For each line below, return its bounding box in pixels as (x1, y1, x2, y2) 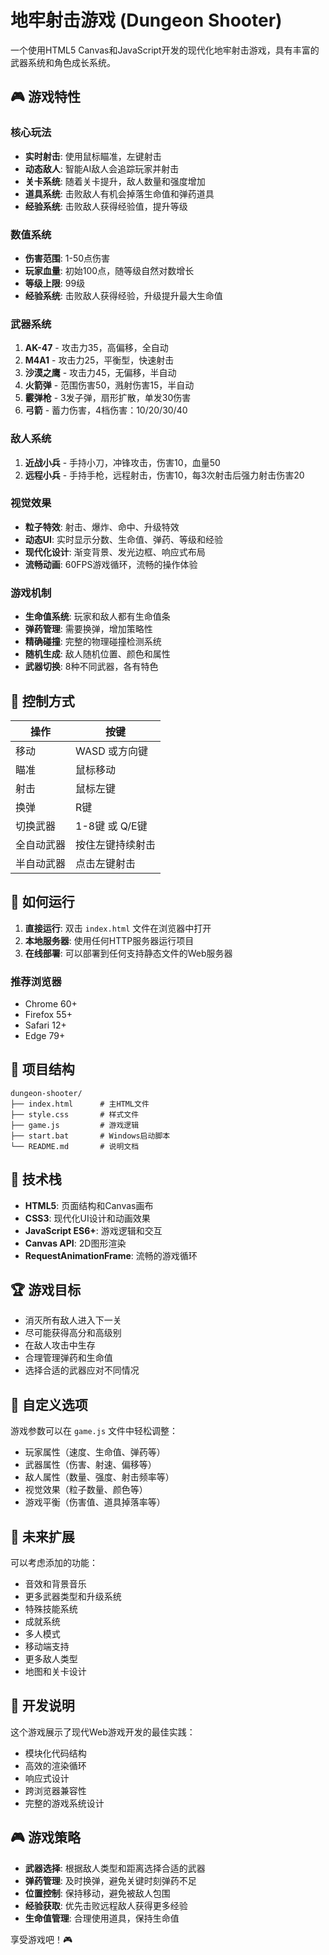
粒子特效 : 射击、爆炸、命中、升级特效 (24, 521, 180, 533)
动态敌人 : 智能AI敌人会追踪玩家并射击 (24, 162, 180, 175)
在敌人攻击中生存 (24, 1339, 96, 1351)
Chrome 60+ (24, 998, 78, 1010)
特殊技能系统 (24, 1603, 78, 1615)
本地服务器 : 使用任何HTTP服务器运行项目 (24, 934, 195, 946)
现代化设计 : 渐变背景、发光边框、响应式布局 (24, 546, 206, 558)
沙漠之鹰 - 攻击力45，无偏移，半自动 (24, 367, 177, 379)
